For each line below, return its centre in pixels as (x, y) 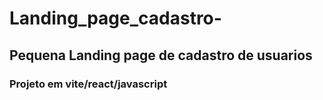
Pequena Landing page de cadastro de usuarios (161, 55)
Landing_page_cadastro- (115, 18)
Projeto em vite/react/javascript (88, 84)
